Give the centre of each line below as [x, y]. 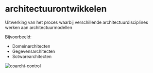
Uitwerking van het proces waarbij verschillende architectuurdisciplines [76, 22]
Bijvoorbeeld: [18, 37]
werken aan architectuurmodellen [39, 27]
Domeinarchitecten [31, 46]
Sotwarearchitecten [32, 56]
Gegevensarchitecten [34, 51]
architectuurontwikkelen [56, 9]
